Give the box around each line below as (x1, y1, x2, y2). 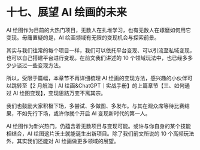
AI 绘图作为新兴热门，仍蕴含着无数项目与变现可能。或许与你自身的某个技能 (6, 122, 192, 130)
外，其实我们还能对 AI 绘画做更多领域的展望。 (6, 137, 120, 145)
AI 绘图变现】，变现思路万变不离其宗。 (13, 89, 107, 97)
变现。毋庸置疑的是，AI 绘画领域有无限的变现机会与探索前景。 (6, 34, 160, 41)
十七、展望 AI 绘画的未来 (6, 5, 128, 19)
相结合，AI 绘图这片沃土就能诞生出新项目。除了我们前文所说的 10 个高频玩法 (6, 130, 195, 137)
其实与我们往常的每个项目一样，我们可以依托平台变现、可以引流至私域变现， (6, 46, 195, 54)
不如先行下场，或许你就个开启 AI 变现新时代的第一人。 (16, 109, 151, 117)
